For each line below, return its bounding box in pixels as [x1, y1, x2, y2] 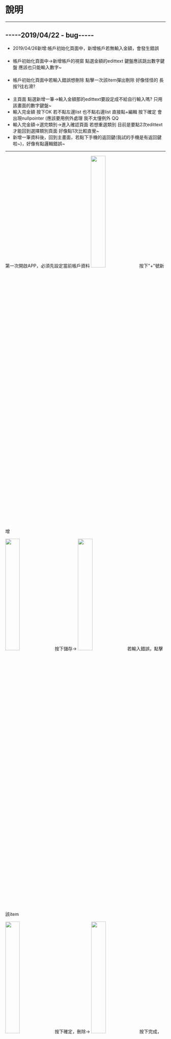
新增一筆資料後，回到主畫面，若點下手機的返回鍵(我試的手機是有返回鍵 [12, 134, 162, 140]
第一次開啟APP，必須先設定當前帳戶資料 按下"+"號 [5, 263, 160, 269]
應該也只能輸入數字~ [18, 64, 62, 70]
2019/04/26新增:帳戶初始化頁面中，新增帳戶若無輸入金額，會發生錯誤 [12, 45, 159, 51]
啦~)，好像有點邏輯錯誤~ [12, 140, 65, 147]
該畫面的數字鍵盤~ [12, 102, 52, 108]
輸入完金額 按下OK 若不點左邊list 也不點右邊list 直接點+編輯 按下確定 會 [12, 108, 162, 114]
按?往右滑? [12, 83, 36, 89]
